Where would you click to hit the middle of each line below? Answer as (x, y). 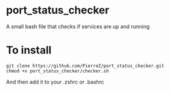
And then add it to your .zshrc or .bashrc (55, 82)
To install (29, 50)
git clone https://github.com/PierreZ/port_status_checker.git (85, 66)
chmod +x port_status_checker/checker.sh (58, 71)
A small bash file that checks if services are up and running (78, 26)
